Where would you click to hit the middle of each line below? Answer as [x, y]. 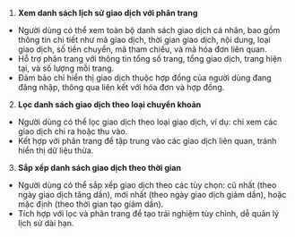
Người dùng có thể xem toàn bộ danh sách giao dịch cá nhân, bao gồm [149, 30]
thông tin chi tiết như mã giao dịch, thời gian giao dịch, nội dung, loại [144, 40]
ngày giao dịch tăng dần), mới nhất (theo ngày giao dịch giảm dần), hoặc [152, 195]
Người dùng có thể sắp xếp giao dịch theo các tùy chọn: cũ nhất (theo [147, 185]
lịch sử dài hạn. [46, 223]
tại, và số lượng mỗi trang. [66, 68]
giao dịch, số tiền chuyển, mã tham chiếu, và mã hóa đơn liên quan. [142, 49]
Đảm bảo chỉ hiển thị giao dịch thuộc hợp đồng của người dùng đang [144, 78]
